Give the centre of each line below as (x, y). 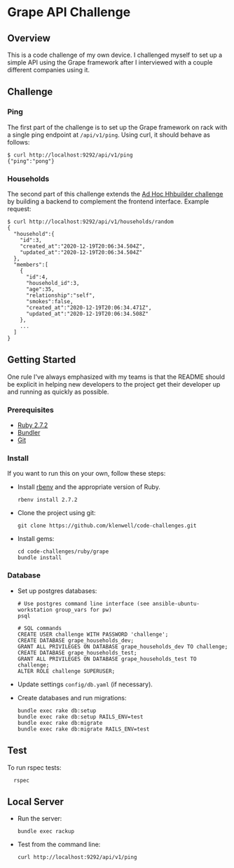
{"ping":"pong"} (31, 161)
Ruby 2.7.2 (33, 425)
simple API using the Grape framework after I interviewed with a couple (110, 62)
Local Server (36, 802)
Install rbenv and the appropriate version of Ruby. (89, 487)
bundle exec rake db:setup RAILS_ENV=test (80, 716)
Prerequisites (30, 410)
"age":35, (40, 289)
